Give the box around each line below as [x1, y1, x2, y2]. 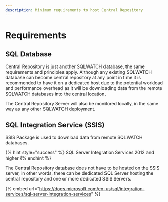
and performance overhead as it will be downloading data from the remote [5, 85, 162, 91]
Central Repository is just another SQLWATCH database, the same [5, 63, 145, 70]
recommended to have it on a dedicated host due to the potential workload [5, 80, 163, 86]
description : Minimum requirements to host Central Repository [5, 7, 143, 13]
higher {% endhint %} [5, 155, 51, 161]
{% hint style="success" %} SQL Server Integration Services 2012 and [5, 149, 155, 156]
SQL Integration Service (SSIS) [5, 121, 105, 129]
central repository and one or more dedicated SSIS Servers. [5, 176, 132, 182]
